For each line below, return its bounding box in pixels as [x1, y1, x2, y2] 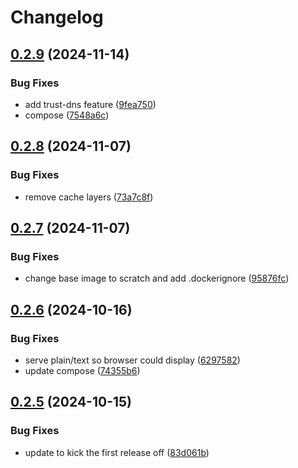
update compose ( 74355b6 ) [24, 364, 141, 376]
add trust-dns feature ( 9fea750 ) [24, 98, 157, 110]
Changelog [10, 6, 104, 29]
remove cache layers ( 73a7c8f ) [24, 191, 154, 203]
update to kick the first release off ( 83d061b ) [24, 446, 210, 458]
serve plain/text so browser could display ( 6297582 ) [24, 354, 241, 366]
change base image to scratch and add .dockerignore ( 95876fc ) [24, 272, 290, 285]
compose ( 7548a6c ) [24, 109, 110, 121]
